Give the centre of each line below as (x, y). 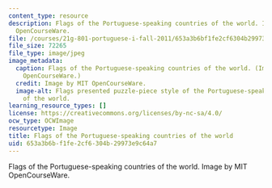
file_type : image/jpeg (47, 53)
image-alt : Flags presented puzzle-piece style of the (110, 91)
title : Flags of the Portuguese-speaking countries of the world (121, 136)
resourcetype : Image (43, 128)
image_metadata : (36, 61)
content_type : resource (49, 16)
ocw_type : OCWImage (41, 121)
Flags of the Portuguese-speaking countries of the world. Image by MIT (128, 166)
